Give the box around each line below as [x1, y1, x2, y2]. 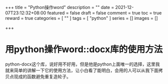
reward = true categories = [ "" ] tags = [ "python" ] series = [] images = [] [5, 15, 158, 21]
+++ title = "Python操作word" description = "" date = [5, 4, 114, 10]
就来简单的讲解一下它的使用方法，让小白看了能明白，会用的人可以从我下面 [5, 67, 158, 73]
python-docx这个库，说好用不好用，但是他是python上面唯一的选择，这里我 [5, 61, 160, 67]
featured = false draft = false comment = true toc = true [47, 10, 162, 16]
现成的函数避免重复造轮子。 [13, 74, 71, 80]
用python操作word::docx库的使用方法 [5, 44, 163, 55]
